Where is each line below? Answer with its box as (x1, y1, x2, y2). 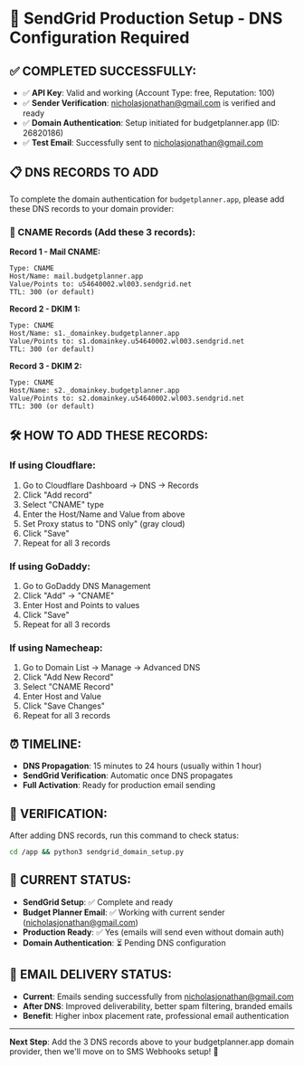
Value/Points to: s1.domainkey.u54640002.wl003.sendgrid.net (9, 337, 245, 347)
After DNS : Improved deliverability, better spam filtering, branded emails (22, 1000, 293, 1012)
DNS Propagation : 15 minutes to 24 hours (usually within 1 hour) (22, 760, 262, 772)
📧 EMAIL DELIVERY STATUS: (9, 967, 172, 983)
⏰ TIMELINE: (9, 737, 82, 752)
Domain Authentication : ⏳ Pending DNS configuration (22, 937, 226, 948)
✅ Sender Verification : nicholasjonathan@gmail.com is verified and (22, 98, 276, 108)
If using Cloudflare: (9, 459, 97, 471)
